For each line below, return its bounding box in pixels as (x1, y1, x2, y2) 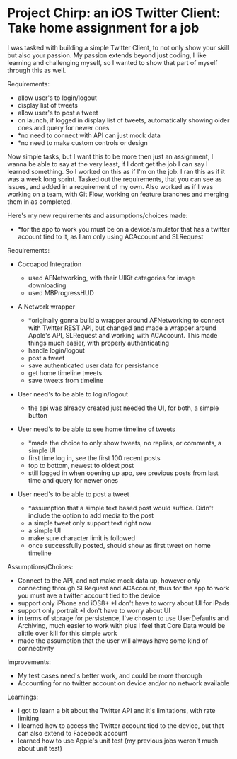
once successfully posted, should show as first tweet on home (28, 541, 211, 549)
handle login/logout (28, 346, 85, 355)
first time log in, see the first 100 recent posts (28, 453, 161, 462)
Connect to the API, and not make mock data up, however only (17, 576, 200, 585)
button (28, 411, 48, 419)
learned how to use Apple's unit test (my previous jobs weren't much (17, 736, 219, 745)
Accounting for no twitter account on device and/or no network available (17, 678, 230, 687)
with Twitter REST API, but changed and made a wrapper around (28, 324, 217, 332)
